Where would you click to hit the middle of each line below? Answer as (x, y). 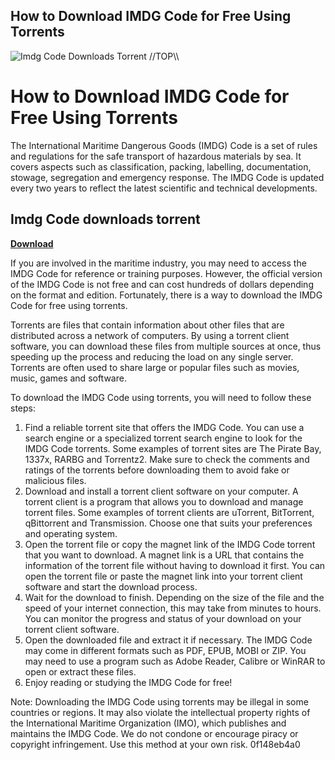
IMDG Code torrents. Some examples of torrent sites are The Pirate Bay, (173, 448)
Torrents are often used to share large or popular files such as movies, (155, 367)
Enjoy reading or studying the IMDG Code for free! (128, 682)
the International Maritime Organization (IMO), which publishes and (148, 723)
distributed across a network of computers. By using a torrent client (150, 335)
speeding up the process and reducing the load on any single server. (152, 356)
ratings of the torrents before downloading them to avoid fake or (157, 470)
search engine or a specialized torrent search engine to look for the (163, 438)
